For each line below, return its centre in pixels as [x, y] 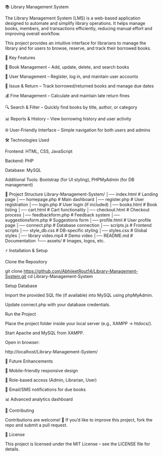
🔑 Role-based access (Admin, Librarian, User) [51, 380]
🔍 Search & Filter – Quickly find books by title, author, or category [71, 107]
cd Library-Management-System [60, 276]
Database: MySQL [23, 170]
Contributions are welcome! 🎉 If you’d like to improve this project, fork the [79, 420]
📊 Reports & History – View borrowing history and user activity [68, 119]
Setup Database [21, 286]
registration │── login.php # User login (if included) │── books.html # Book [81, 204]
